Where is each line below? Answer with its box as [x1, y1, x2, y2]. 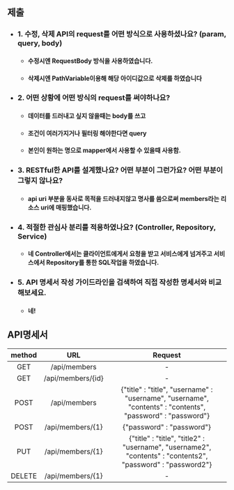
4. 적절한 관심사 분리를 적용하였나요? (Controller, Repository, [17, 222, 216, 232]
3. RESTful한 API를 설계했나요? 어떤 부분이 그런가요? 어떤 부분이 [17, 165, 224, 175]
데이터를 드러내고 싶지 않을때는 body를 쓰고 [27, 112, 146, 120]
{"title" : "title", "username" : [120, 385, 213, 394]
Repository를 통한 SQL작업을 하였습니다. [46, 258, 159, 267]
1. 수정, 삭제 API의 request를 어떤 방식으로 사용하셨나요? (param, [17, 29, 226, 39]
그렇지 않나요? [17, 176, 63, 186]
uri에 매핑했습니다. [40, 203, 92, 211]
